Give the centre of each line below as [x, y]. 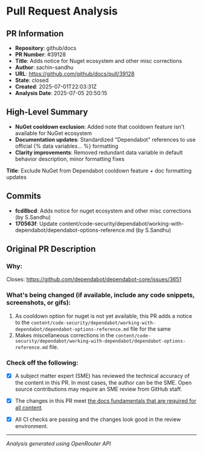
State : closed [32, 80]
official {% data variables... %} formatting [67, 146]
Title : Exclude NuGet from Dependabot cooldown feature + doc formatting [99, 170]
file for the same [150, 329]
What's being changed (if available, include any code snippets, [101, 295]
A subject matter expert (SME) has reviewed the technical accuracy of [102, 375]
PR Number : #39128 [40, 55]
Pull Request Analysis [62, 11]
